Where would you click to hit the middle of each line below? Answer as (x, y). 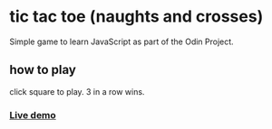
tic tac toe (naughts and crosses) (136, 17)
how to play (43, 70)
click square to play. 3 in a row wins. (77, 91)
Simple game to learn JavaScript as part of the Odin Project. (121, 41)
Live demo (33, 115)
